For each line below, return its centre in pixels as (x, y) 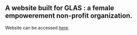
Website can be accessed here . (37, 28)
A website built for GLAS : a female (60, 8)
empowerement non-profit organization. (69, 16)
